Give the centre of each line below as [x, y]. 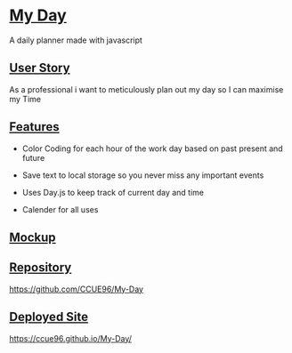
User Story [40, 68]
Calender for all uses [60, 209]
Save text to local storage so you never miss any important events [143, 175]
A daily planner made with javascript [76, 40]
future [33, 157]
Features [34, 127]
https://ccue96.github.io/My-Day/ [70, 338]
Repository [41, 268]
